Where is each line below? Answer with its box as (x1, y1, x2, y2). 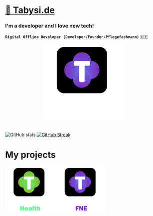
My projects (5, 149, 56, 160)
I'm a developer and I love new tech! (5, 22, 94, 29)
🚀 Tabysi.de (5, 4, 55, 16)
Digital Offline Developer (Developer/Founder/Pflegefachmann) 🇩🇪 (5, 33, 149, 39)
